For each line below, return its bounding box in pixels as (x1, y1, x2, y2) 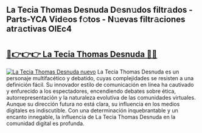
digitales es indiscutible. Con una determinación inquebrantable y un (6, 107, 178, 114)
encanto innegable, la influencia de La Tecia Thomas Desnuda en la (6, 114, 176, 120)
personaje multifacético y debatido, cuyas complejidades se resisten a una (6, 75, 194, 81)
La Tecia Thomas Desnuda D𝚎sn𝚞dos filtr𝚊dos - (6, 5, 193, 15)
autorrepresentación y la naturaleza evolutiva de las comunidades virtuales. (6, 94, 196, 101)
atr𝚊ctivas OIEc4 (6, 24, 72, 34)
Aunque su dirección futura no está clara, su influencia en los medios (6, 100, 180, 107)
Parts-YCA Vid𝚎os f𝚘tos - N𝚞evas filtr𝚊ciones (6, 15, 186, 25)
